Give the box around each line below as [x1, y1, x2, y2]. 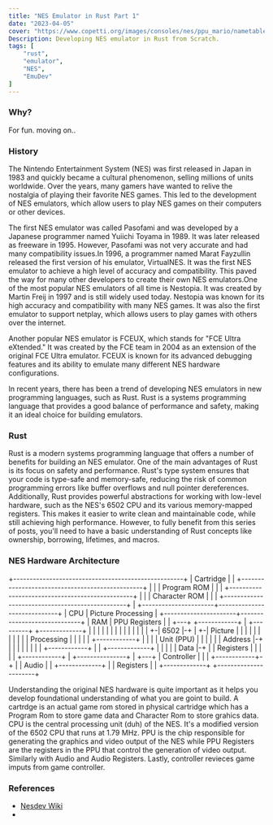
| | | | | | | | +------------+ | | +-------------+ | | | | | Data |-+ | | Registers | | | [8, 643, 262, 653]
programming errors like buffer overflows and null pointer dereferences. [8, 483, 249, 493]
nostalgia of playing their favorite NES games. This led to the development [8, 190, 258, 200]
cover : [8, 27, 31, 35]
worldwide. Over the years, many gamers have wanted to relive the [8, 181, 233, 191]
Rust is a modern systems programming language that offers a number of [8, 449, 254, 458]
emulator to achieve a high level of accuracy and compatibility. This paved [8, 266, 258, 276]
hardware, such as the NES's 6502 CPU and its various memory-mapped [8, 501, 253, 510]
